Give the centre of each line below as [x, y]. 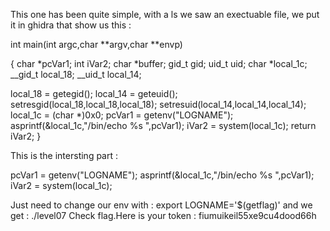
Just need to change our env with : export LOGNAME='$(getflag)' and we [161, 205]
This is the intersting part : [64, 155]
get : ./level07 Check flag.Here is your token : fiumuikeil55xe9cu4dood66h [163, 215]
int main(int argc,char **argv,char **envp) [96, 44]
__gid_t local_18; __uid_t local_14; [76, 74]
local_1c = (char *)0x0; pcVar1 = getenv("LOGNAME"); [122, 115]
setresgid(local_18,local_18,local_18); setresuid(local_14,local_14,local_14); [158, 104]
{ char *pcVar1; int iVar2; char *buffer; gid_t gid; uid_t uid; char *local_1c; [159, 63]
